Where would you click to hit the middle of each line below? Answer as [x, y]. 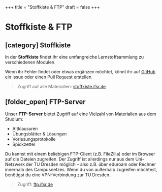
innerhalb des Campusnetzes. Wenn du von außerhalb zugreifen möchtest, [81, 169]
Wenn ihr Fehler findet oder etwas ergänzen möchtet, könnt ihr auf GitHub [81, 72]
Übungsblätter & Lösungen [39, 134]
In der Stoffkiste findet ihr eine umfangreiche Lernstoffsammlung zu [75, 57]
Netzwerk [15, 164]
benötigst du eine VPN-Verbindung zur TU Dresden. [58, 175]
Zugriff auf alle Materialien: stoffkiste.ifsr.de [61, 86]
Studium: [14, 119]
